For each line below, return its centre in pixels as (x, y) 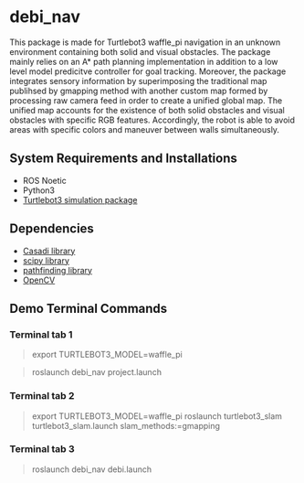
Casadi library (49, 251)
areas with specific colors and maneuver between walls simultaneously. (145, 129)
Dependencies (52, 229)
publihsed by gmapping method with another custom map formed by (139, 91)
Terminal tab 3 (42, 449)
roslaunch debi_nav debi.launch (92, 469)
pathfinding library (58, 270)
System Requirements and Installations (123, 159)
